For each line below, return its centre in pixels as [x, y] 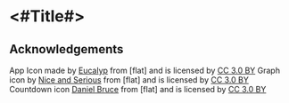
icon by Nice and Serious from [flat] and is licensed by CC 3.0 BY [129, 80]
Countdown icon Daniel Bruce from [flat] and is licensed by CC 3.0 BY [138, 89]
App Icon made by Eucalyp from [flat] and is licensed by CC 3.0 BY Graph [145, 70]
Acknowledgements [66, 49]
